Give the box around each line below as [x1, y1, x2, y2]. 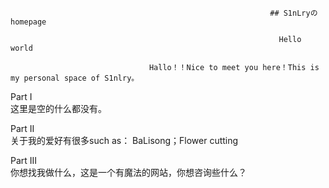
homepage [10, 17, 47, 27]
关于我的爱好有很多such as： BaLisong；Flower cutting [10, 135, 239, 146]
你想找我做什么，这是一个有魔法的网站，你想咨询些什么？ [10, 167, 247, 178]
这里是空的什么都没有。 [10, 103, 107, 114]
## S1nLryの [269, 8, 318, 18]
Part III [10, 155, 38, 166]
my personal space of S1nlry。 [10, 73, 140, 83]
